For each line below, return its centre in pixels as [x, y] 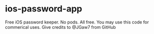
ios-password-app [44, 9]
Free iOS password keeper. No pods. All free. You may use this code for [77, 22]
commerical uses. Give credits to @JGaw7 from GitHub [60, 27]
